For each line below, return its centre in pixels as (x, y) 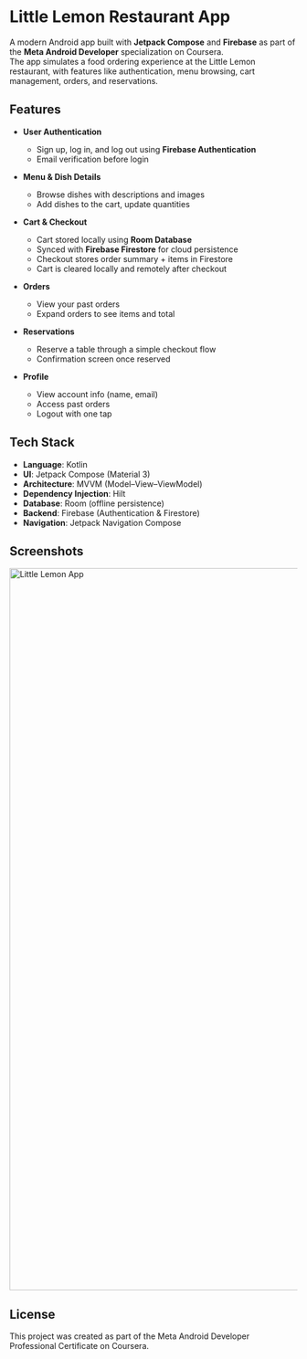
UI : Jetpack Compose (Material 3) (86, 474)
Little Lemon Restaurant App (120, 17)
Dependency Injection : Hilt (74, 493)
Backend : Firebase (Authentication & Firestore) (111, 512)
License (32, 1314)
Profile (36, 376)
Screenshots (47, 551)
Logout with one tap (74, 414)
